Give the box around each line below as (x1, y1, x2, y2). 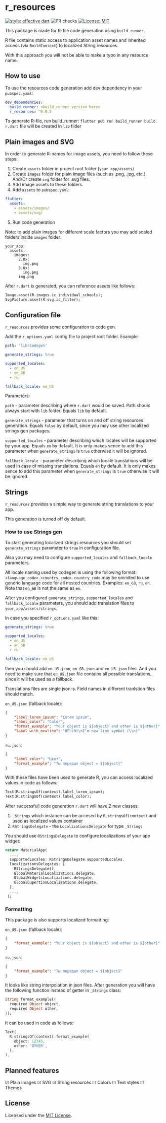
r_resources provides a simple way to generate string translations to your (5, 501, 154, 507)
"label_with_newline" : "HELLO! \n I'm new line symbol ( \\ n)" (14, 729, 140, 734)
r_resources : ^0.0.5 (9, 109, 52, 114)
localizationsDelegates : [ (9, 861, 65, 866)
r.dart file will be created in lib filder (5, 123, 82, 129)
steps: (5, 156, 18, 162)
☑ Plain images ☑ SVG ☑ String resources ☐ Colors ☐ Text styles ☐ (5, 1079, 145, 1085)
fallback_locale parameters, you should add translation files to (5, 600, 134, 606)
